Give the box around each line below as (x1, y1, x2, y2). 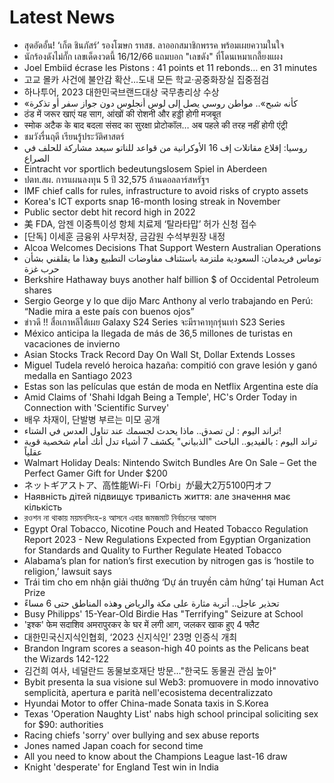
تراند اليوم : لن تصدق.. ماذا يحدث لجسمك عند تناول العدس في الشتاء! (23, 424, 282, 436)
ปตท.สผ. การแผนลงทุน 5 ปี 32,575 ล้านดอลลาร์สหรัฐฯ (23, 173, 210, 185)
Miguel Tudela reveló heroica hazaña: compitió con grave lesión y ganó (23, 359, 318, 371)
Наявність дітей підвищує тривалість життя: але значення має (23, 490, 291, 502)
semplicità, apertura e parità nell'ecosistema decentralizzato (23, 686, 274, 698)
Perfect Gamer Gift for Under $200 (23, 467, 168, 479)
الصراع (23, 152, 51, 164)
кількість (23, 501, 63, 513)
